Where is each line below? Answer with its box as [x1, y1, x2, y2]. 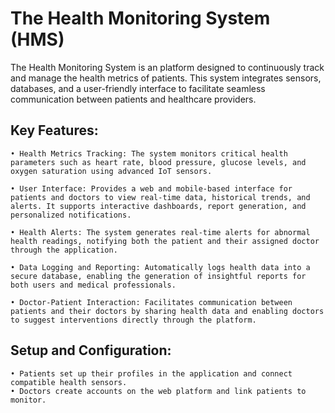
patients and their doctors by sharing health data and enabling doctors [10, 306, 325, 316]
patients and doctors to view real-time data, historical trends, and [10, 192, 311, 202]
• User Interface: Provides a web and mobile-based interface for [10, 183, 293, 194]
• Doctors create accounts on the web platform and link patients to [10, 386, 307, 396]
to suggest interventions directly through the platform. [10, 315, 257, 325]
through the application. [10, 245, 118, 255]
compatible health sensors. [10, 377, 128, 387]
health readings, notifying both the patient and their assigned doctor [10, 236, 320, 246]
